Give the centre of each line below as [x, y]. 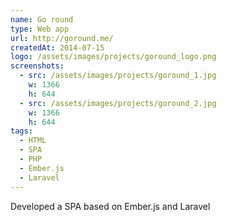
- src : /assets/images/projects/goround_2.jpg [118, 103]
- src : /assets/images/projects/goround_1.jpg [118, 76]
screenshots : [37, 66]
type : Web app [40, 29]
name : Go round [42, 19]
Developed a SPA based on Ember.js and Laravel [110, 206]
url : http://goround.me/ [62, 38]
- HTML [33, 141]
